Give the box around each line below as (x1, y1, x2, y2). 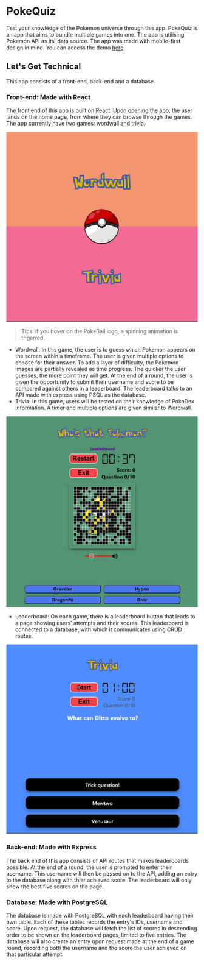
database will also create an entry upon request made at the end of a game (6, 937, 194, 945)
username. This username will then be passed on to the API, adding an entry (6, 870, 198, 877)
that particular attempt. (6, 951, 64, 958)
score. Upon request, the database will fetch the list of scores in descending (6, 924, 197, 932)
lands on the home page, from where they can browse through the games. (6, 113, 192, 121)
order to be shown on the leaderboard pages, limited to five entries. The (6, 931, 187, 938)
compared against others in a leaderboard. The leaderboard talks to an (15, 385, 192, 392)
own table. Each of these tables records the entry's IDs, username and (6, 918, 183, 926)
